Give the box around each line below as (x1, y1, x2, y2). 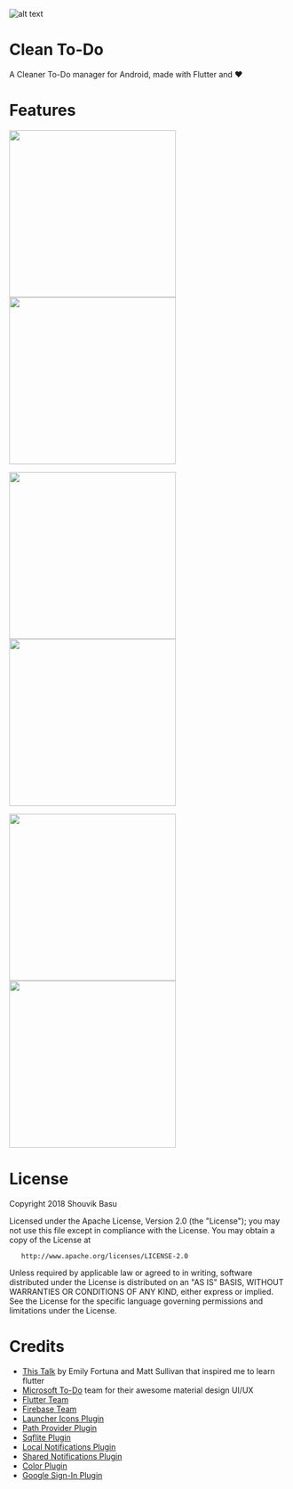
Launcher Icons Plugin (21, 1412, 105, 1424)
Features (9, 101, 76, 120)
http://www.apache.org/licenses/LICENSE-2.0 (20, 1251, 189, 1260)
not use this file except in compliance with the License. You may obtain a (9, 1225, 275, 1235)
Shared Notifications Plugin (21, 1451, 123, 1461)
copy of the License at (9, 1234, 91, 1245)
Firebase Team (21, 1404, 77, 1414)
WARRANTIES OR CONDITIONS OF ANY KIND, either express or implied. (9, 1286, 273, 1297)
